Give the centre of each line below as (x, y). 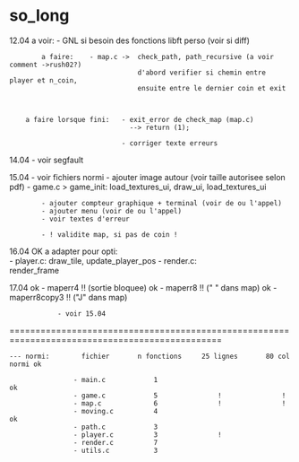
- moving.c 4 (115, 411)
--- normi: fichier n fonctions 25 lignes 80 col (150, 356)
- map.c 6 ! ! (179, 403)
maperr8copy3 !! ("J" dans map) (68, 297)
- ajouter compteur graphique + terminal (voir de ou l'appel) (162, 203)
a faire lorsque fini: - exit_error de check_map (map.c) (140, 119)
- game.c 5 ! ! (179, 396)
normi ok (26, 364)
